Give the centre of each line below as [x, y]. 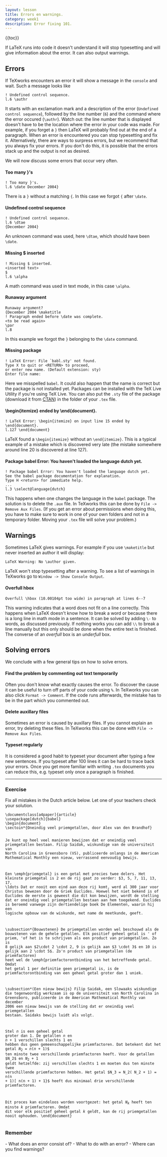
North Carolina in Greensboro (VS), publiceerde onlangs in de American [82, 854]
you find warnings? [25, 1149]
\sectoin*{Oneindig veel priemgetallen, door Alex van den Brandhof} [79, 828]
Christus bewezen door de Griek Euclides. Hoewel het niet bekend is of [82, 891]
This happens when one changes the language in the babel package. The [80, 498]
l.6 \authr [16, 100]
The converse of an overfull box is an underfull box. [58, 634]
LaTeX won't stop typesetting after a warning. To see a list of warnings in [80, 571]
